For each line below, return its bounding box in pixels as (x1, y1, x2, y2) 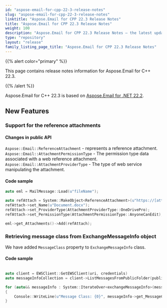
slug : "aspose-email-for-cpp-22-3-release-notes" (5, 12, 110, 17)
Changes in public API (5, 134, 52, 140)
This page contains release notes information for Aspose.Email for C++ (5, 68, 151, 74)
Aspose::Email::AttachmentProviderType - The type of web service (5, 161, 142, 167)
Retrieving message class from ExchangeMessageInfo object (5, 233, 157, 240)
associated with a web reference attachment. (5, 156, 98, 162)
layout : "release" (5, 40, 43, 45)
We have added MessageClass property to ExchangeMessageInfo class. (5, 244, 146, 250)
